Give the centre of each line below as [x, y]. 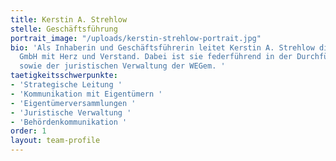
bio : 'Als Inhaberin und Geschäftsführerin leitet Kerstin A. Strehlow [162, 47]
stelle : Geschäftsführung [64, 29]
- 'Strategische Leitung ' [66, 85]
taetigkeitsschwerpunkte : [64, 76]
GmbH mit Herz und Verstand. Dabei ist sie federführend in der [156, 57]
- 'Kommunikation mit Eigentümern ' [86, 94]
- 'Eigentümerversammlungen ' [73, 103]
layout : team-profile [55, 141]
